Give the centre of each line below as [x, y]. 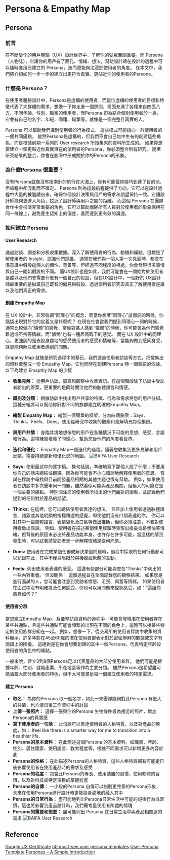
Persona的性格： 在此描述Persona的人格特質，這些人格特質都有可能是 [86, 761]
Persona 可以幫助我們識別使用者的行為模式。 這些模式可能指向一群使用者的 [84, 130]
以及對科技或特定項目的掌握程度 [55, 780]
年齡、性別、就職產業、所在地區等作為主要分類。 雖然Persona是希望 [81, 668]
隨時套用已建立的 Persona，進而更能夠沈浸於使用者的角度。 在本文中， [84, 67]
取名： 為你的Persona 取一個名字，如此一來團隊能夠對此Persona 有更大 [87, 699]
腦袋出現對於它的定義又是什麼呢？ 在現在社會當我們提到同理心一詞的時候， [83, 321]
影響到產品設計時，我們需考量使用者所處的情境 [83, 805]
